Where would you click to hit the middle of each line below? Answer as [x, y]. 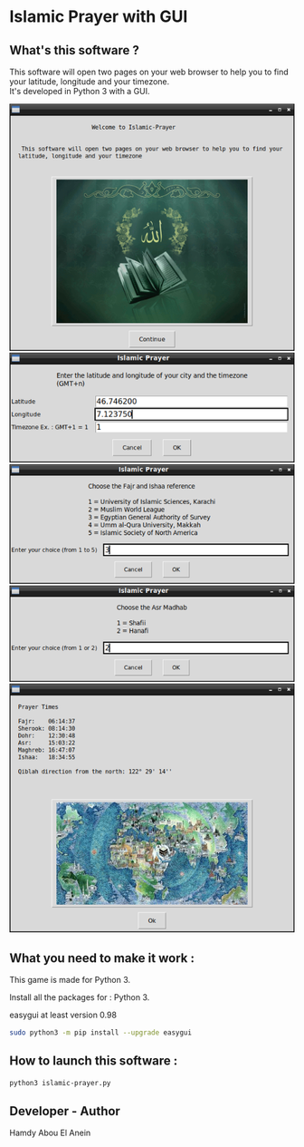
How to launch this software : [94, 1061]
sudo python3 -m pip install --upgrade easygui [101, 1033]
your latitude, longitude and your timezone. [90, 82]
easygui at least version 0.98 [63, 1015]
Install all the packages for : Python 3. [80, 997]
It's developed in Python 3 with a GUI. [80, 91]
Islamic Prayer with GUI [99, 17]
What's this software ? [75, 50]
